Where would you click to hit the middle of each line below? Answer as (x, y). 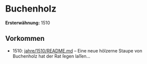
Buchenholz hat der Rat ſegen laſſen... (51, 56)
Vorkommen (25, 39)
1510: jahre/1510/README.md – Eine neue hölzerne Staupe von (77, 50)
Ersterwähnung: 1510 (28, 23)
